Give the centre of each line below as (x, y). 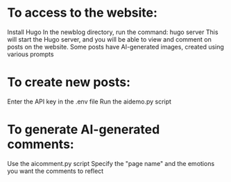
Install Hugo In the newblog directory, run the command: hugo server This (113, 32)
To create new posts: (69, 82)
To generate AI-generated (84, 130)
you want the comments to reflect (55, 171)
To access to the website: (83, 13)
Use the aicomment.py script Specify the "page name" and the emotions (111, 163)
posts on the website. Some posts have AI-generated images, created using (115, 47)
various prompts (31, 54)
